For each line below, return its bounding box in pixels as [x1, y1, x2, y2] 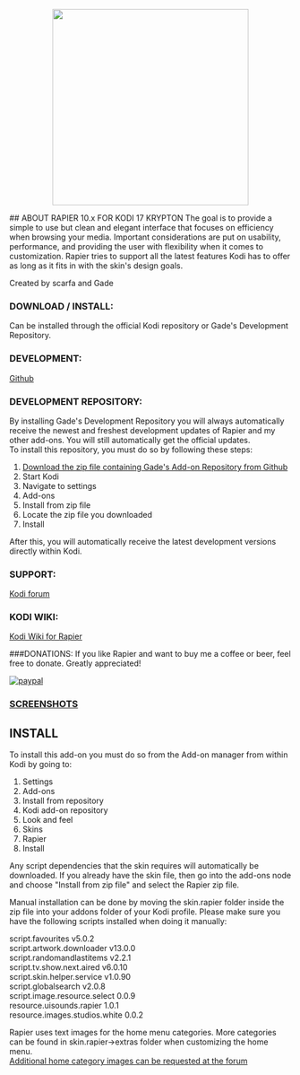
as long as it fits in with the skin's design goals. [9, 260, 184, 271]
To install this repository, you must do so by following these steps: [9, 444, 253, 455]
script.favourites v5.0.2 [9, 933, 95, 944]
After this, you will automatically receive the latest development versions [9, 536, 277, 546]
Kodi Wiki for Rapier [9, 631, 82, 642]
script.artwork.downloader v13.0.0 [9, 943, 136, 954]
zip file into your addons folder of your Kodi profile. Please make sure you [9, 906, 280, 917]
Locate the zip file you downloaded [21, 509, 153, 520]
